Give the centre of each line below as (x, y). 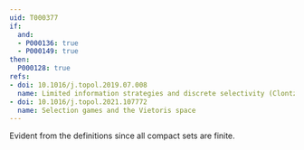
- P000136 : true (48, 43)
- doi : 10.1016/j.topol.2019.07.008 (78, 85)
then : (19, 60)
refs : (19, 77)
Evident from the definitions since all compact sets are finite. (122, 136)
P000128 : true (44, 69)
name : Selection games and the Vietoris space (107, 110)
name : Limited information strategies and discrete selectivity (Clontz (157, 93)
